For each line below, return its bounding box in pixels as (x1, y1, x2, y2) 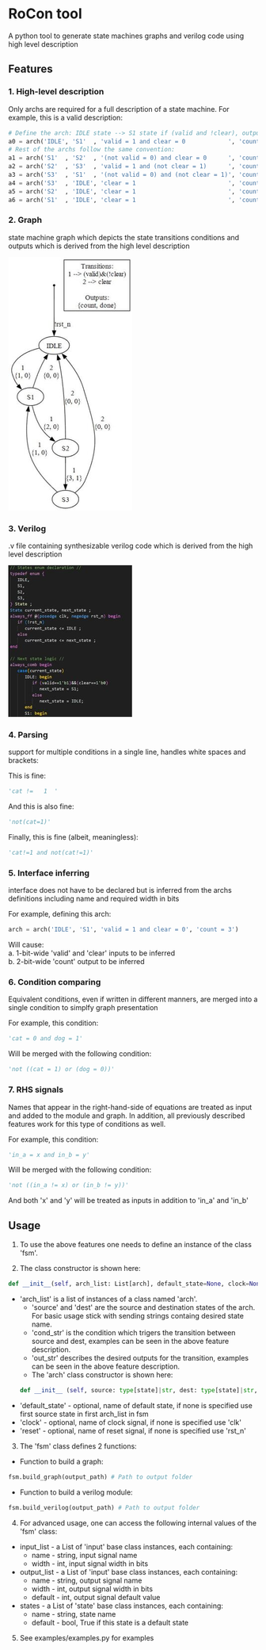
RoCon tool (8, 5, 83, 23)
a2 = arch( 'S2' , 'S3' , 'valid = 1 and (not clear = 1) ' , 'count (8, 163, 260, 170)
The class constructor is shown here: (19, 1264, 141, 1273)
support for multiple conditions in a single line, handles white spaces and (8, 747, 246, 757)
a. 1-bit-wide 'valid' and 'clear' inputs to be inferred (8, 948, 176, 958)
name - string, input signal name (31, 1550, 138, 1560)
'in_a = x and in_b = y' (8, 1150, 90, 1158)
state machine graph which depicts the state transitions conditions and (8, 232, 240, 242)
